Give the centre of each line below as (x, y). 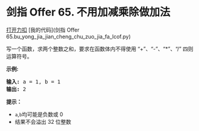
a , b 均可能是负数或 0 (39, 114)
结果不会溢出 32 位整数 (43, 121)
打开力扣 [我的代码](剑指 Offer (43, 30)
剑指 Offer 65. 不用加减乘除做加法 (88, 12)
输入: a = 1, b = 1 (34, 82)
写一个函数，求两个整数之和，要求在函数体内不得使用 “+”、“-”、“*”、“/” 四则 (100, 49)
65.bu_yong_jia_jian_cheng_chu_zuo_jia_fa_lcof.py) (69, 36)
